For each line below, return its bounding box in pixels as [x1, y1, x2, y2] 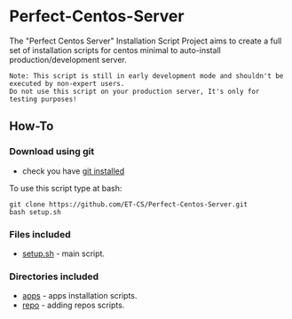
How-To [9, 119, 54, 134]
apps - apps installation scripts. [21, 291, 138, 301]
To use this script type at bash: [9, 183, 122, 193]
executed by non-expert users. [9, 79, 125, 88]
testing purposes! [9, 95, 77, 104]
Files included [9, 228, 71, 240]
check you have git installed [21, 166, 125, 176]
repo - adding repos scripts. [21, 300, 125, 311]
